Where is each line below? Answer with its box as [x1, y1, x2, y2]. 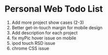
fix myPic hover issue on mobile [11, 35, 77, 41]
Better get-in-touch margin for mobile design [11, 24, 103, 30]
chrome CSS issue [11, 45, 50, 51]
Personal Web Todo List [4, 3, 103, 15]
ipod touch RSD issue [11, 40, 55, 46]
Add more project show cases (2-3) [11, 19, 84, 25]
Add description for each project [11, 30, 78, 36]
